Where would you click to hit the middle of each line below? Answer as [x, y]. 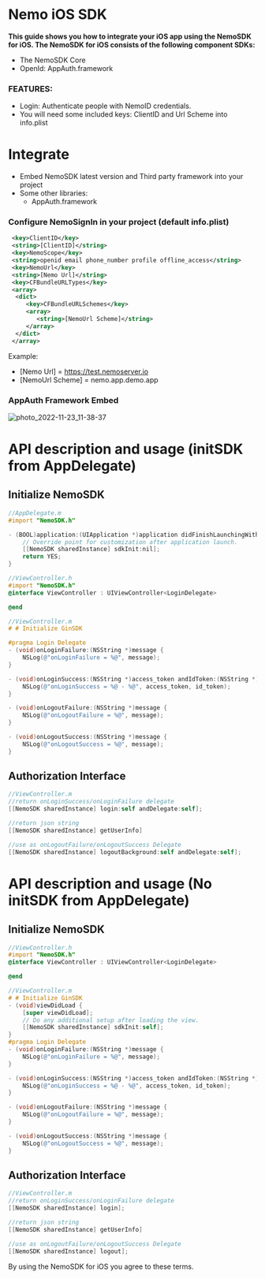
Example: [23, 356]
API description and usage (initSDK [126, 449]
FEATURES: [31, 88]
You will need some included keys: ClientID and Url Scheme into [123, 114]
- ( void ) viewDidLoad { [45, 1005]
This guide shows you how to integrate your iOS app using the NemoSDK [130, 36]
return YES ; [42, 557]
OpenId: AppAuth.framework [66, 68]
